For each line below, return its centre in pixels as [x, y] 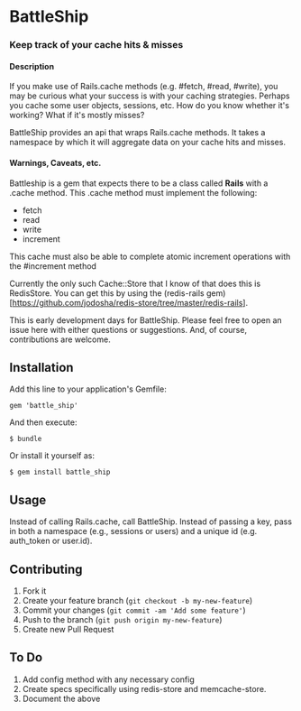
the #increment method [53, 266]
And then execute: [43, 422]
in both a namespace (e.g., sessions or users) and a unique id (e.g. [133, 531]
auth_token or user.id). [51, 541]
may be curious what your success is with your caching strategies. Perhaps [150, 96]
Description [32, 66]
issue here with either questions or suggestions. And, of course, [128, 329]
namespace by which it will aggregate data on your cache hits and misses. [148, 143]
